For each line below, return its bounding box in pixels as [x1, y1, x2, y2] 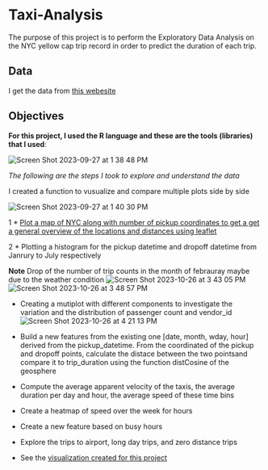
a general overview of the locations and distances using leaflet [8, 226, 217, 236]
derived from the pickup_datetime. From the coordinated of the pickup [19, 340, 254, 350]
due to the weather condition [8, 275, 105, 284]
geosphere [19, 366, 57, 376]
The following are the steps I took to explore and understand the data [8, 170, 240, 180]
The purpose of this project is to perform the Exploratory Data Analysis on [8, 32, 254, 42]
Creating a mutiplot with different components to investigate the [19, 299, 232, 308]
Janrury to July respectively [8, 250, 102, 260]
